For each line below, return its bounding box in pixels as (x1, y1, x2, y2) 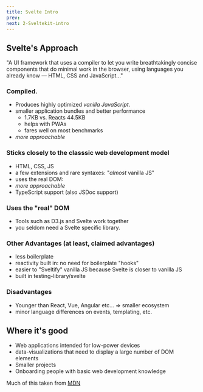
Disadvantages (6, 288, 52, 296)
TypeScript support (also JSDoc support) (15, 188, 119, 196)
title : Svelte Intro (6, 9, 59, 15)
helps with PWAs (24, 120, 67, 128)
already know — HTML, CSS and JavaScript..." (6, 72, 123, 79)
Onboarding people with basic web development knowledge (15, 368, 166, 375)
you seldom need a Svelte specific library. (15, 224, 120, 232)
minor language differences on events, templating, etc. (15, 308, 153, 315)
